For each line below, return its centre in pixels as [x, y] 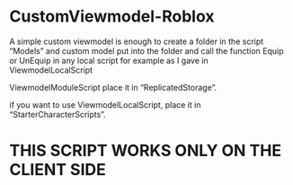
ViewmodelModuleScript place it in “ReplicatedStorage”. [113, 87]
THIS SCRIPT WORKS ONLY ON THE [145, 151]
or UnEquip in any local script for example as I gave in [109, 60]
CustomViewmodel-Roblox [112, 17]
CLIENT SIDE [58, 170]
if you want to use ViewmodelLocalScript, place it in [105, 104]
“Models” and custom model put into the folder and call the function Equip [147, 50]
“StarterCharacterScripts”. [58, 114]
